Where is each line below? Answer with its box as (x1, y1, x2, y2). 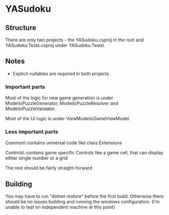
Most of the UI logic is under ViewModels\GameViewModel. (5, 116, 130, 122)
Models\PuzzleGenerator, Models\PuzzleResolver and (5, 100, 118, 106)
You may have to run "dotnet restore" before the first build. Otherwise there (5, 193, 164, 199)
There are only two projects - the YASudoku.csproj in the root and (5, 37, 144, 43)
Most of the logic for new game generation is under (5, 95, 114, 101)
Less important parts (5, 128, 59, 136)
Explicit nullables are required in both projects (12, 70, 109, 76)
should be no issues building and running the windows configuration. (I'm (5, 199, 160, 205)
